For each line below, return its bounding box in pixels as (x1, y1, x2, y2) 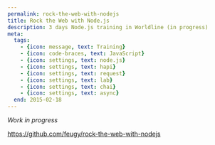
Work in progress (7, 116, 58, 124)
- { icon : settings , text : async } (20, 90, 120, 97)
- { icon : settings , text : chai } (20, 83, 116, 90)
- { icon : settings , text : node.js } (20, 57, 126, 64)
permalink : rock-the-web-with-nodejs (7, 10, 120, 18)
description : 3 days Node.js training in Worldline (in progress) (7, 23, 209, 31)
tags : (14, 37, 31, 44)
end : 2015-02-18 (14, 97, 62, 104)
